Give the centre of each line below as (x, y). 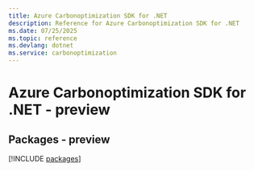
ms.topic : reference (43, 38)
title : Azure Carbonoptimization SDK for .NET (88, 16)
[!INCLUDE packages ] (45, 159)
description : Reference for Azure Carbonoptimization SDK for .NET (124, 23)
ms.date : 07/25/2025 (43, 31)
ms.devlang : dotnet (41, 46)
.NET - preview (59, 110)
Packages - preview (59, 139)
